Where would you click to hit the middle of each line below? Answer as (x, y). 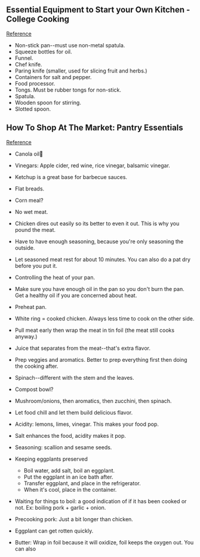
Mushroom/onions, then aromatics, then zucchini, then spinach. (93, 401)
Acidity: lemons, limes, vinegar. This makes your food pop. (87, 424)
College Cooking (38, 19)
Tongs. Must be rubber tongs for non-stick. (68, 90)
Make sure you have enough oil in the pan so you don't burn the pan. (100, 289)
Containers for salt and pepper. (53, 77)
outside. (25, 247)
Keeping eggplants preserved (51, 459)
